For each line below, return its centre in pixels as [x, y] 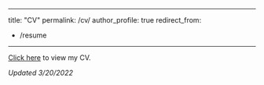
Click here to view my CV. [49, 58]
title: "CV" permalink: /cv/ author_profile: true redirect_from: [105, 20]
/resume [33, 35]
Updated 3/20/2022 [40, 73]
